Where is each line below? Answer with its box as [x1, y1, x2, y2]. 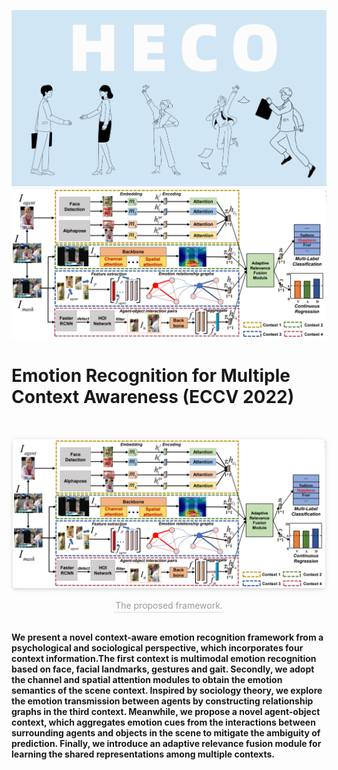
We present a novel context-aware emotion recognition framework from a [11, 631, 324, 644]
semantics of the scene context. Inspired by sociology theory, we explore [11, 685, 323, 697]
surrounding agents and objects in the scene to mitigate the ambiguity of [11, 727, 321, 739]
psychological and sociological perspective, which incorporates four [11, 642, 304, 654]
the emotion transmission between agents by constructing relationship [11, 695, 314, 707]
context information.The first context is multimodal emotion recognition [11, 653, 317, 665]
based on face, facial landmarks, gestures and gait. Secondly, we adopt [11, 663, 315, 675]
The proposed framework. [115, 600, 223, 612]
